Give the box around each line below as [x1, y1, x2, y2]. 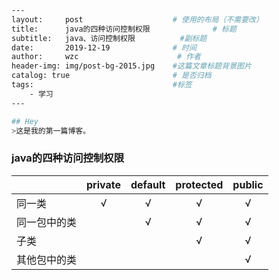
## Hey [11, 116, 39, 126]
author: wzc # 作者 [11, 52, 201, 62]
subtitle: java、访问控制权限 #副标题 [11, 33, 208, 43]
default [130, 177, 166, 191]
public [232, 177, 264, 191]
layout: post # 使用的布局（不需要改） [11, 14, 264, 25]
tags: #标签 [11, 80, 193, 90]
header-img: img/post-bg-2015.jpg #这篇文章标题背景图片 [11, 61, 252, 71]
